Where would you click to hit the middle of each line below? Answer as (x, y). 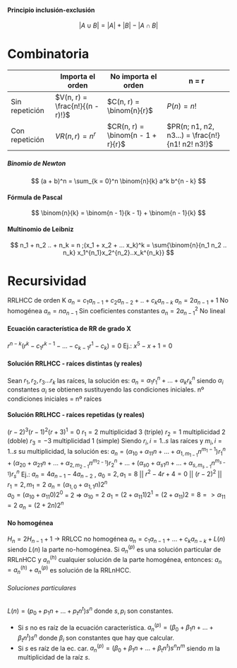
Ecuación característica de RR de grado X (69, 329)
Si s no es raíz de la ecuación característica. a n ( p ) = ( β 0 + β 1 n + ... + (115, 628)
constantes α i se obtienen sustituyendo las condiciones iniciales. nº (106, 390)
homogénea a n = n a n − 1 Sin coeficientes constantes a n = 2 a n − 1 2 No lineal (116, 311)
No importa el (134, 76)
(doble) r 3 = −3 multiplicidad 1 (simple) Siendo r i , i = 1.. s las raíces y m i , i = (115, 442)
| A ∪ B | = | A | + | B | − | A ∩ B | (119, 25)
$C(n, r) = (123, 102)
